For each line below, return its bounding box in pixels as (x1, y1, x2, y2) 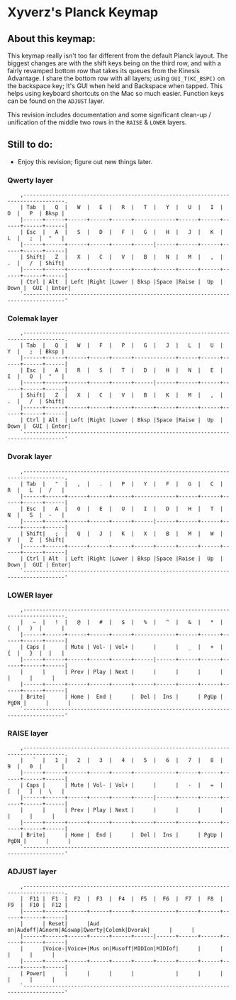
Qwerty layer (7, 175, 53, 185)
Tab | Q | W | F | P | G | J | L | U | (26, 342, 223, 349)
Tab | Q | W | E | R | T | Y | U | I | (26, 204, 223, 211)
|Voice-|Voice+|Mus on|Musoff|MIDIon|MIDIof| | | (42, 945, 223, 952)
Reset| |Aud (48, 920, 100, 928)
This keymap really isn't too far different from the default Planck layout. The (7, 51, 228, 60)
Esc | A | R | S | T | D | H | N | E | (26, 367, 223, 374)
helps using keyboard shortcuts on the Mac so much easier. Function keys (7, 90, 225, 97)
